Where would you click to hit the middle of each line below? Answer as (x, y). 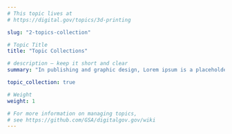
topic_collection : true (41, 82)
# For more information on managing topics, (72, 113)
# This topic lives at (40, 13)
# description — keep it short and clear (68, 64)
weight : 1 (21, 101)
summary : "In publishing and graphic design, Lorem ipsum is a (100, 70)
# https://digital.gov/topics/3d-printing (69, 20)
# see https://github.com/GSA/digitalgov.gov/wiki (81, 120)
